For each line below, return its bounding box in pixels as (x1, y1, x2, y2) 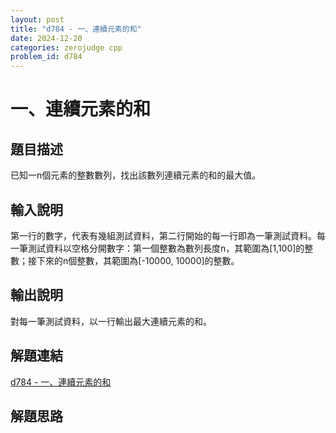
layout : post (10, 14, 65, 25)
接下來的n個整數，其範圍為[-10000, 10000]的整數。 (27, 254, 240, 266)
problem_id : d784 (10, 52, 83, 62)
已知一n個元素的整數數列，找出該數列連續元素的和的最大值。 (10, 169, 262, 181)
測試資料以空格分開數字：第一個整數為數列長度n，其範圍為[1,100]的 (27, 242, 305, 254)
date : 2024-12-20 (10, 33, 83, 43)
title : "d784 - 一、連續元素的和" (10, 24, 142, 34)
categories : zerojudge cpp (10, 42, 123, 53)
